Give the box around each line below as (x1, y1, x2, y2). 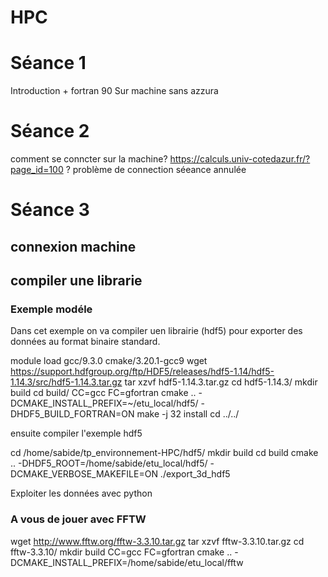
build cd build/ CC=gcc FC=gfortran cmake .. (10, 387, 197, 399)
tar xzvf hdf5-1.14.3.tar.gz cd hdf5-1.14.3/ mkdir (124, 376, 318, 388)
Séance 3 (10, 199, 90, 221)
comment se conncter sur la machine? (10, 153, 168, 165)
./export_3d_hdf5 (159, 468, 231, 480)
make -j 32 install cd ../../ (136, 408, 240, 420)
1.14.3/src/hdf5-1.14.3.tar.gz (10, 376, 123, 388)
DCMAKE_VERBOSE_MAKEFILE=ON (10, 468, 158, 480)
